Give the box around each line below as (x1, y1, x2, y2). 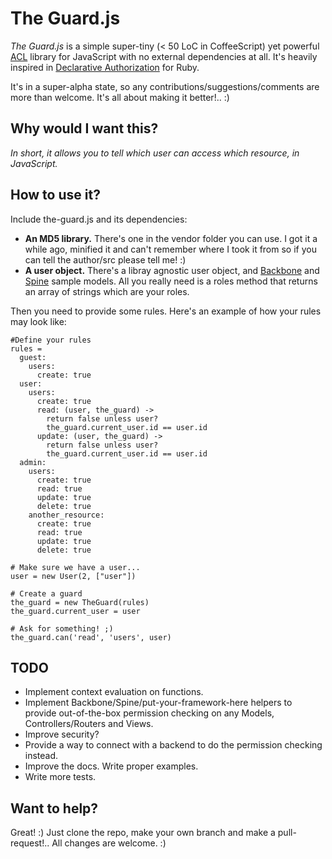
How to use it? (10, 187, 101, 204)
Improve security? (24, 728, 100, 741)
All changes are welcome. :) (51, 837, 167, 849)
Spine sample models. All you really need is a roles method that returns (24, 275, 318, 287)
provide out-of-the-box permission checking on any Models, (24, 707, 275, 719)
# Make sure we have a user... (10, 562, 141, 572)
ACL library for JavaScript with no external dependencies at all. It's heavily (10, 50, 318, 62)
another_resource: (28, 510, 105, 520)
